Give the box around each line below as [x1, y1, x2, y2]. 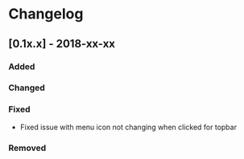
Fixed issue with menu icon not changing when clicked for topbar [19, 122, 238, 132]
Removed [8, 142, 47, 153]
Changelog [8, 5, 84, 23]
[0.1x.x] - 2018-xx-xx [8, 37, 115, 51]
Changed [8, 82, 46, 93]
